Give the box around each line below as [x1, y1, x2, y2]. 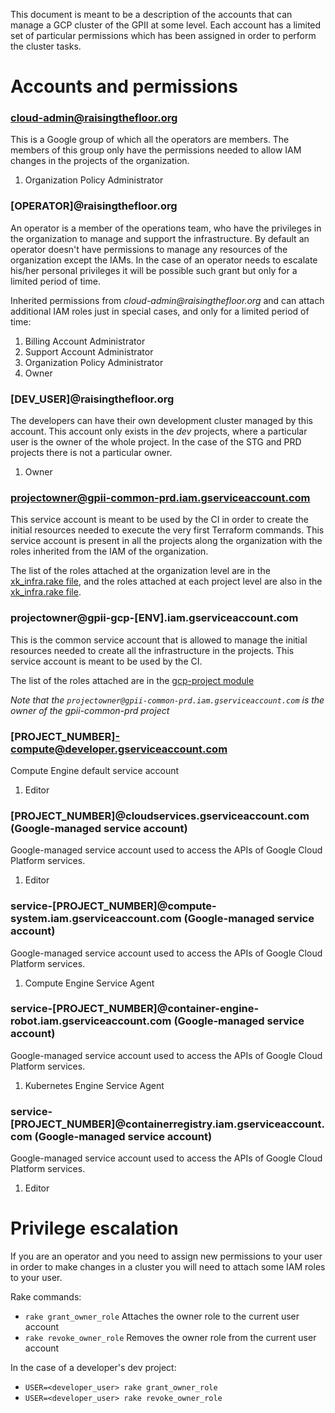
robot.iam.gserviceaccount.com [10, 1014, 172, 1028]
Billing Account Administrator [24, 335, 146, 347]
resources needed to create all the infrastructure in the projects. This [10, 644, 295, 656]
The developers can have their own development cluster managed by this [10, 415, 313, 427]
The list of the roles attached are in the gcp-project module [10, 674, 255, 686]
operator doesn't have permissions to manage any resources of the [10, 243, 288, 255]
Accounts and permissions [10, 75, 238, 98]
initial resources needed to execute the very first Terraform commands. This [10, 524, 325, 536]
